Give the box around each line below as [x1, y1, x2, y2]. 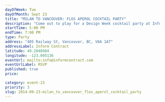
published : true [5, 67, 38, 72]
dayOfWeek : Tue [5, 7, 36, 12]
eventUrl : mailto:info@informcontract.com [5, 58, 93, 63]
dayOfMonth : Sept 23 [5, 12, 48, 17]
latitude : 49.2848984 [5, 48, 50, 53]
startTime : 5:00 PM [5, 26, 45, 31]
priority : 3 [5, 85, 29, 90]
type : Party [5, 35, 29, 40]
